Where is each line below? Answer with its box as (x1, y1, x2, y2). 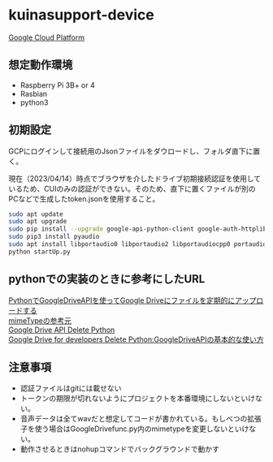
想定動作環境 (8, 58, 73, 72)
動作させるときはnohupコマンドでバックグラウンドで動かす (19, 444, 220, 454)
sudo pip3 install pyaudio (8, 233, 100, 241)
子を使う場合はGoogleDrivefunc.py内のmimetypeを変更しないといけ (19, 424, 249, 434)
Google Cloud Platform (8, 32, 85, 42)
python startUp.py (8, 248, 71, 256)
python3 (19, 97, 49, 107)
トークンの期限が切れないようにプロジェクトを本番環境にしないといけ (19, 394, 256, 404)
